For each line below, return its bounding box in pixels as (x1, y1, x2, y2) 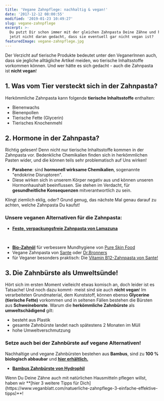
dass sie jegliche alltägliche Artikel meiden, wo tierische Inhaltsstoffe (5, 57, 143, 63)
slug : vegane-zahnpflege (5, 20, 56, 26)
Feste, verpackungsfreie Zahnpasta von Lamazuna (12, 225, 118, 231)
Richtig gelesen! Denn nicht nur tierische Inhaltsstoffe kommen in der (5, 147, 144, 153)
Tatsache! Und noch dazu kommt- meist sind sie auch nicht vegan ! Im (5, 287, 146, 293)
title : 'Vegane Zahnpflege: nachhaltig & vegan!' (5, 7, 108, 12)
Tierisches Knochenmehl (12, 120, 62, 126)
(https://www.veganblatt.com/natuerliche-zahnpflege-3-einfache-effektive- (5, 385, 158, 391)
